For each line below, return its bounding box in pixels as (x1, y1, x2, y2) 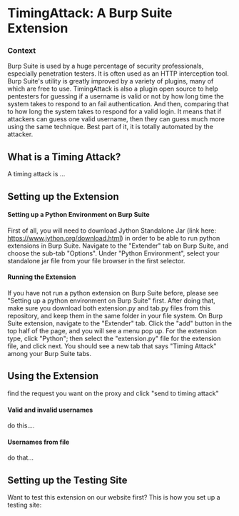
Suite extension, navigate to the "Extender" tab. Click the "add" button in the (7, 319, 233, 328)
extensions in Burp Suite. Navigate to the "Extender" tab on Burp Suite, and (7, 241, 229, 250)
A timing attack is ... (7, 170, 66, 178)
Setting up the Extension (7, 191, 119, 203)
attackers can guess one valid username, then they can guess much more (7, 115, 225, 123)
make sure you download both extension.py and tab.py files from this (7, 304, 211, 313)
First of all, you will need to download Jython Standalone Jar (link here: (7, 226, 216, 235)
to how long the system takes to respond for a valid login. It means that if (7, 107, 222, 116)
